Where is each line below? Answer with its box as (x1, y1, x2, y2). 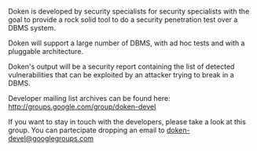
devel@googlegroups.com (8, 134, 94, 143)
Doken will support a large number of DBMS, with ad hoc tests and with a (8, 38, 245, 48)
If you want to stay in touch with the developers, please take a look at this (8, 117, 246, 126)
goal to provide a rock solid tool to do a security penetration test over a (8, 15, 238, 24)
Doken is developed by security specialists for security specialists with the (8, 7, 250, 16)
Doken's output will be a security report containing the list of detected (8, 62, 235, 71)
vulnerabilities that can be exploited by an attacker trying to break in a (8, 70, 234, 79)
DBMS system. (8, 23, 57, 32)
